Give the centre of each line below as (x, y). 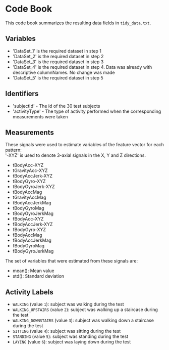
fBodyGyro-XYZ (29, 230)
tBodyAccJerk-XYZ (33, 176)
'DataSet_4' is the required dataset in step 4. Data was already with (82, 67)
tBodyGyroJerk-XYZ (34, 187)
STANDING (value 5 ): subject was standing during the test (70, 336)
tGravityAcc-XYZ (30, 170)
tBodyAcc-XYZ (28, 165)
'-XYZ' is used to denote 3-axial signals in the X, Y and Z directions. (76, 155)
